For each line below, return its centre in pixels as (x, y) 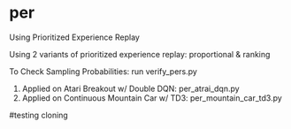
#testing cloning (38, 115)
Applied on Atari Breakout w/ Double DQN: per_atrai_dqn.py (131, 88)
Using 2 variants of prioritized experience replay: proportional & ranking (140, 54)
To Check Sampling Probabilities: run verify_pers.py (103, 71)
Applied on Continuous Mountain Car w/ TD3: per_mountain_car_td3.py (152, 98)
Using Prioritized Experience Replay (74, 37)
